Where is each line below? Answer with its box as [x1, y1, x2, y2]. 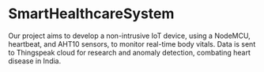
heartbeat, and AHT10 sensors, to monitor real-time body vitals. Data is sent [8, 39, 256, 48]
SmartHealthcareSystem [8, 5, 175, 23]
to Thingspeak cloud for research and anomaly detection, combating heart [8, 47, 251, 57]
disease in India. [8, 56, 62, 66]
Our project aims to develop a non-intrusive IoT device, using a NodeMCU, [8, 31, 251, 40]
